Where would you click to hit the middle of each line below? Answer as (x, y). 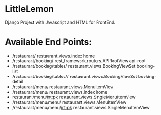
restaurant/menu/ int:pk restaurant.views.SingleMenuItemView (74, 97)
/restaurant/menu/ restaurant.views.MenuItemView (63, 87)
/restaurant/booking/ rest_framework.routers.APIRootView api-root (79, 61)
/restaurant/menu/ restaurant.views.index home (60, 92)
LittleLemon (30, 9)
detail (17, 81)
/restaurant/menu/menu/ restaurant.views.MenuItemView (69, 102)
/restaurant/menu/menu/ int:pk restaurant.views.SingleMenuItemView (81, 107)
